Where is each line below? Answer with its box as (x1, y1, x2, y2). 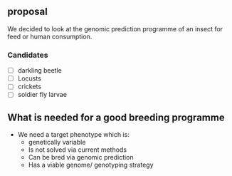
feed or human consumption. (7, 32, 93, 41)
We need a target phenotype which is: (17, 130, 130, 139)
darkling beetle (17, 66, 62, 75)
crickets (17, 82, 41, 91)
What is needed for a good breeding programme (7, 111, 226, 123)
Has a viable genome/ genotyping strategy (28, 160, 154, 170)
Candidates (7, 50, 48, 60)
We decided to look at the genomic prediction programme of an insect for (7, 24, 223, 33)
